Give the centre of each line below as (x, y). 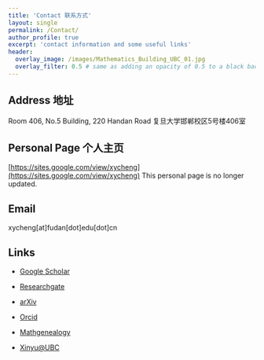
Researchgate (42, 287)
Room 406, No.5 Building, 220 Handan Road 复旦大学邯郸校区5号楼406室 (127, 121)
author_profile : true (44, 37)
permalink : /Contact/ (44, 30)
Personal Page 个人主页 (66, 147)
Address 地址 (41, 100)
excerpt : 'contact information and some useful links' (100, 45)
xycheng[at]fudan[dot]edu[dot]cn (63, 228)
